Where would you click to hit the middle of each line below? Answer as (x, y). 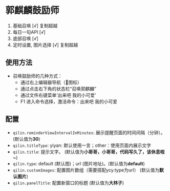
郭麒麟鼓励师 (33, 10)
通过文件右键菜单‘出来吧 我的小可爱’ (58, 95)
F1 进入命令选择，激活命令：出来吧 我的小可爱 (69, 101)
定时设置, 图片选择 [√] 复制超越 (45, 45)
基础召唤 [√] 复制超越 (35, 26)
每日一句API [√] (29, 32)
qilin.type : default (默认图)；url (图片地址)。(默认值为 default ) (79, 163)
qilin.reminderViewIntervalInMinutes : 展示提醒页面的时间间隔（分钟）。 (89, 132)
